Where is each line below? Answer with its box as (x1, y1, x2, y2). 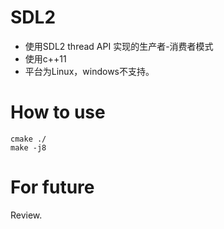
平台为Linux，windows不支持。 (24, 65, 155, 77)
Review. (10, 209, 43, 221)
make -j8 (10, 142, 47, 153)
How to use (10, 101, 106, 124)
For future (10, 176, 95, 199)
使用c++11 (24, 52, 67, 65)
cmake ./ (10, 134, 47, 144)
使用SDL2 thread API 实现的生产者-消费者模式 (24, 40, 214, 52)
